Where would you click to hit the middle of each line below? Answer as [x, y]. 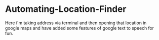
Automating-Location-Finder [66, 9]
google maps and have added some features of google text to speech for [79, 28]
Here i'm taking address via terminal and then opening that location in [76, 23]
